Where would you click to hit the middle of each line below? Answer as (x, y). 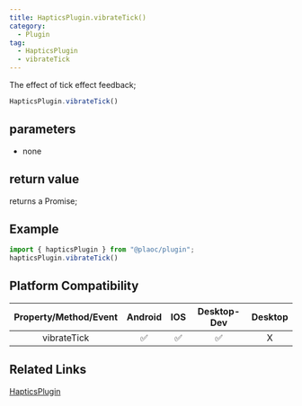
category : (28, 26)
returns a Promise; (44, 201)
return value (44, 179)
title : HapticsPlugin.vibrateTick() (78, 18)
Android (144, 317)
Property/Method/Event (66, 317)
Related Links (48, 370)
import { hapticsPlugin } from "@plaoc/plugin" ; (102, 250)
